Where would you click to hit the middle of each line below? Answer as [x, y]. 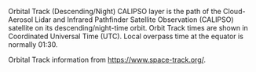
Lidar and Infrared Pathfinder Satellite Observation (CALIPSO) [134, 20]
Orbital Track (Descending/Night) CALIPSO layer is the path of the [115, 11]
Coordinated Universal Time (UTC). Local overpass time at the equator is [126, 36]
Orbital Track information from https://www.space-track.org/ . [107, 59]
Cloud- [234, 11]
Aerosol [21, 20]
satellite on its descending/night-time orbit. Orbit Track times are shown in [128, 28]
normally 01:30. [33, 45]
